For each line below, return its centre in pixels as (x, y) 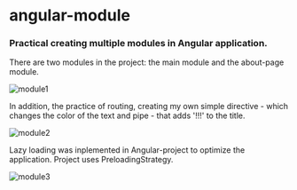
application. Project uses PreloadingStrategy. (91, 160)
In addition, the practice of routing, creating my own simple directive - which (149, 107)
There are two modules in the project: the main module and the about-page (147, 62)
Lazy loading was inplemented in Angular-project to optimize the (127, 150)
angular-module (70, 16)
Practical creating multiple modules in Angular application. (138, 44)
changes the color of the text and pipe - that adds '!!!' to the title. (127, 115)
